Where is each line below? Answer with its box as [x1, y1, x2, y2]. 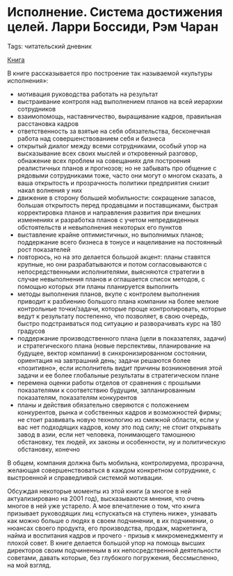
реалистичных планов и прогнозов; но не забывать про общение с [17, 164, 217, 172]
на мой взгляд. [7, 561, 51, 569]
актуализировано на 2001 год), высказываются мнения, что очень [7, 494, 205, 502]
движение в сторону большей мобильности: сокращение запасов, [17, 193, 216, 202]
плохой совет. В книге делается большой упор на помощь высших [7, 538, 205, 547]
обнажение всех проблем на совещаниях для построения [17, 156, 191, 164]
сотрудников [17, 104, 56, 113]
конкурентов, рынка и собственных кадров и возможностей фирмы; [17, 408, 222, 417]
